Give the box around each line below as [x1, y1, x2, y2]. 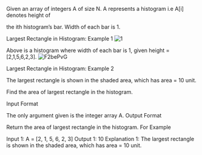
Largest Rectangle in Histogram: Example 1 [6, 35, 113, 42]
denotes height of [6, 12, 51, 19]
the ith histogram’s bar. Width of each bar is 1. [6, 24, 121, 30]
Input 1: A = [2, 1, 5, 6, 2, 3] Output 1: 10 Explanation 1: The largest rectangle [6, 136, 195, 142]
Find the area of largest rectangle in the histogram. [6, 88, 133, 96]
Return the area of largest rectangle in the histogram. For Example [6, 124, 172, 131]
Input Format [6, 100, 38, 107]
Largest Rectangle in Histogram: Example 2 [6, 65, 114, 72]
